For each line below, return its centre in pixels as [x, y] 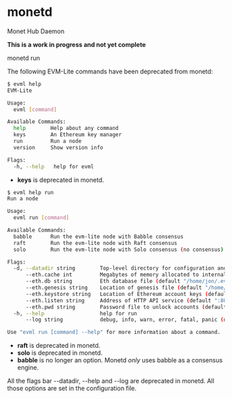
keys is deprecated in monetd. [60, 180]
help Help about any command [66, 129]
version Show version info [58, 147]
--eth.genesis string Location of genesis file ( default [114, 288]
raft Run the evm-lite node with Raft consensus [95, 243]
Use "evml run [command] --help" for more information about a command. [114, 333]
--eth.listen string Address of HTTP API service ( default [118, 300]
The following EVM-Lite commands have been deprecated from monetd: [110, 71]
